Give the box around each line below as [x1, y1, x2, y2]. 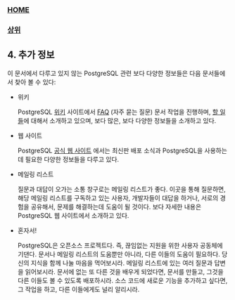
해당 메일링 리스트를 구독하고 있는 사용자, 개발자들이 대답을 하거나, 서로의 [17, 193, 219, 202]
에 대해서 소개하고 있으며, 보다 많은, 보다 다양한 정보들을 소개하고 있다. [23, 116, 217, 124]
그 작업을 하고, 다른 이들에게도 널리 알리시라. [17, 285, 140, 293]
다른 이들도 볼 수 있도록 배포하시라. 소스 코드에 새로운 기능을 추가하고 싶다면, [17, 276, 228, 285]
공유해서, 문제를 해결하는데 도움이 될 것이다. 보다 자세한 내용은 [30, 202, 202, 211]
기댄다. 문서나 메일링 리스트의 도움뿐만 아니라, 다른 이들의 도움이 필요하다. [17, 249, 220, 258]
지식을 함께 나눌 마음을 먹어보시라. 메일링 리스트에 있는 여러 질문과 [30, 259, 213, 267]
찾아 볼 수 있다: [14, 77, 56, 86]
